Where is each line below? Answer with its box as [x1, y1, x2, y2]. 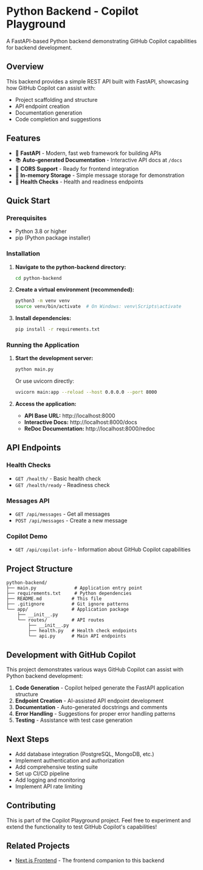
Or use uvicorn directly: [15, 377, 75, 385]
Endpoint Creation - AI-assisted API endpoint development [15, 697, 164, 704]
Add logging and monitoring [15, 776, 86, 783]
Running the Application [6, 340, 80, 349]
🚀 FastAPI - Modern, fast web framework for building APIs [15, 149, 162, 157]
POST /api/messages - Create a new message [15, 517, 128, 524]
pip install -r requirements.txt [15, 326, 100, 333]
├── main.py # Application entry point [6, 585, 143, 591]
